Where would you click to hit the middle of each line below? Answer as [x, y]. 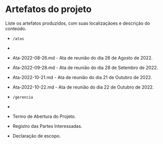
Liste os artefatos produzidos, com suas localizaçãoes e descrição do [78, 23]
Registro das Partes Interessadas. [47, 126]
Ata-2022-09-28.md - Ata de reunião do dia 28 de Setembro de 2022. [85, 67]
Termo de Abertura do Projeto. [44, 116]
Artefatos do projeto [49, 9]
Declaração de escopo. [37, 136]
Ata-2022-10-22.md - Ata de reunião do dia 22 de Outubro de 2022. [83, 87]
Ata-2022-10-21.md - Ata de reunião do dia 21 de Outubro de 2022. [82, 77]
